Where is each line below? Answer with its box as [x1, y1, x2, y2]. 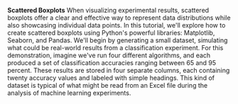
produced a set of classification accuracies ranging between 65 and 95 [7, 59, 217, 67]
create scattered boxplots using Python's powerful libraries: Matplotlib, [7, 28, 215, 37]
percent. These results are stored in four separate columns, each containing [7, 67, 230, 74]
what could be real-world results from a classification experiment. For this [7, 44, 224, 52]
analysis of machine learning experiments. [7, 88, 131, 97]
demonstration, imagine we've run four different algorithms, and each [7, 51, 211, 59]
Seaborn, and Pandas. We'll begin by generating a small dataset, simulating [7, 36, 228, 45]
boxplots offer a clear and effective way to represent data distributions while [7, 13, 231, 22]
